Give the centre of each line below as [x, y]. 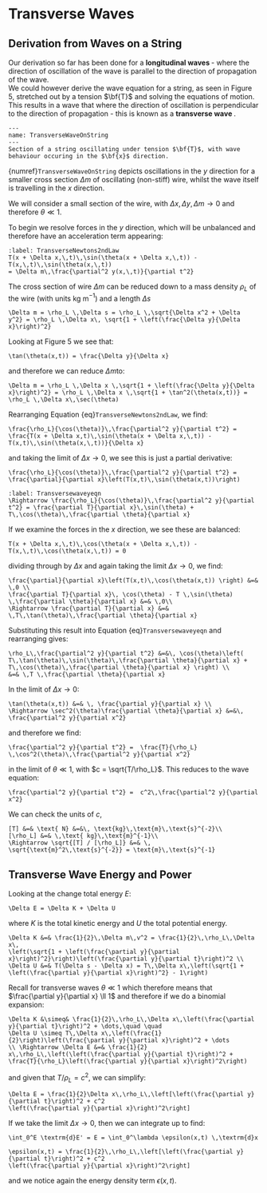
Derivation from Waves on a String [95, 44]
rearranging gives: [39, 639]
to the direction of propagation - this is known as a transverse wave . [122, 114]
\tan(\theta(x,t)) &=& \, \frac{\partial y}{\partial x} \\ [110, 704]
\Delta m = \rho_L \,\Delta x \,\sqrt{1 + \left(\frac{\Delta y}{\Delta [132, 386]
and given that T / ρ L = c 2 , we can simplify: [77, 1078]
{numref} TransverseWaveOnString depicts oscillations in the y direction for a [132, 171]
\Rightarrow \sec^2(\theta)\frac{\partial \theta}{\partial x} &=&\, [126, 711]
